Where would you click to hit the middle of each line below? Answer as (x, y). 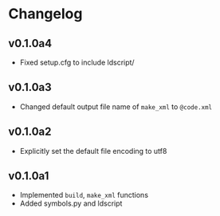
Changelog (45, 14)
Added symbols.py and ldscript (71, 203)
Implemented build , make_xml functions (84, 195)
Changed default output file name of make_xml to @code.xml (116, 106)
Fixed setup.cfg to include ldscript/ (77, 62)
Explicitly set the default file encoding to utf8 (93, 151)
